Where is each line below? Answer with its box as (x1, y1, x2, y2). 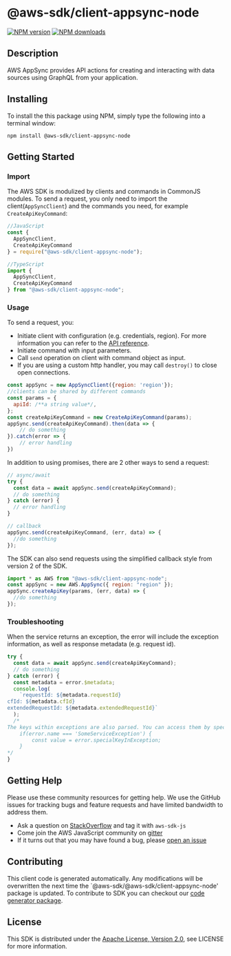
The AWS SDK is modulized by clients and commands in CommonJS (7, 188, 201, 196)
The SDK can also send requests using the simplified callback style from (7, 554, 212, 563)
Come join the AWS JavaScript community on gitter (16, 828, 163, 837)
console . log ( (13, 685, 51, 693)
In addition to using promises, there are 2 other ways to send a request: (7, 458, 210, 466)
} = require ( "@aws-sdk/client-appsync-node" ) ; (7, 248, 143, 255)
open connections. (16, 368, 71, 377)
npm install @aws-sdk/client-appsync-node (7, 132, 131, 139)
